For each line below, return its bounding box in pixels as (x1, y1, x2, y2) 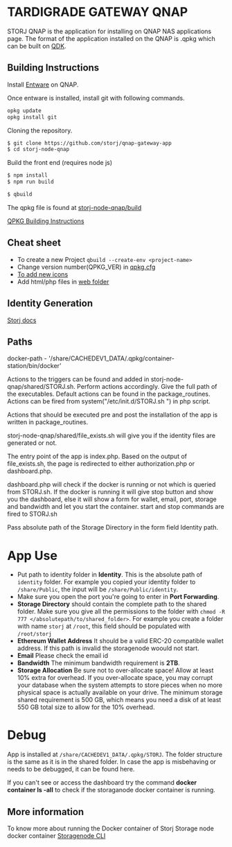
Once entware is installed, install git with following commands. (7, 94, 185, 102)
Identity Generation (7, 297, 93, 309)
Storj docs (7, 316, 37, 324)
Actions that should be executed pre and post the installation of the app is (7, 410, 218, 419)
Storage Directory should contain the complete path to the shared (17, 600, 207, 609)
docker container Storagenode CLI (7, 832, 106, 839)
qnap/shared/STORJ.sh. (7, 383, 76, 391)
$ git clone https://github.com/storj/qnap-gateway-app (7, 139, 172, 146)
